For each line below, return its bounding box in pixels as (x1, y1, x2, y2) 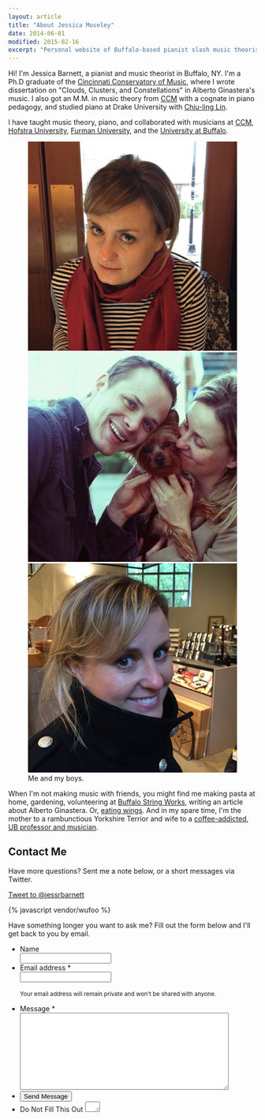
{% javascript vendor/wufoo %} (8, 905, 111, 915)
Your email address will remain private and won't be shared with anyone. (19, 990, 217, 998)
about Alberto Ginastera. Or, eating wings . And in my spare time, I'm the (8, 805, 242, 815)
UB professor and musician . (8, 822, 99, 832)
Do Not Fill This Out (19, 1104, 84, 1114)
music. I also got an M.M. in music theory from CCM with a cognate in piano (8, 94, 255, 103)
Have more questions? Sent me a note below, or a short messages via (8, 866, 235, 875)
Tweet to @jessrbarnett (8, 890, 84, 899)
